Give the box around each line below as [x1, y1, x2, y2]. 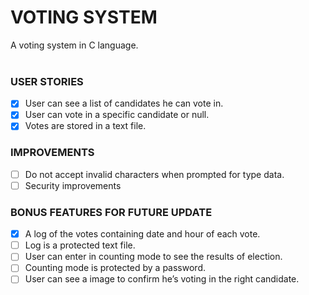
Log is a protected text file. [24, 239, 136, 251]
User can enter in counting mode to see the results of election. [24, 251, 283, 263]
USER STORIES [10, 74, 84, 88]
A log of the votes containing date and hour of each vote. [24, 228, 261, 240]
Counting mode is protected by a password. [24, 262, 206, 274]
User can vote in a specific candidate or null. [24, 109, 210, 121]
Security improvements [24, 179, 122, 191]
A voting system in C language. [10, 39, 139, 51]
